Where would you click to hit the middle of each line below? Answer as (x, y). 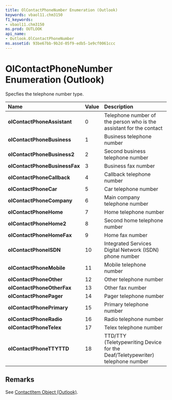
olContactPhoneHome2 (37, 224)
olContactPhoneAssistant (40, 122)
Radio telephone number (134, 319)
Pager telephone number (134, 296)
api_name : (16, 34)
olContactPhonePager (35, 296)
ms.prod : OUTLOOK (24, 29)
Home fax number (126, 235)
